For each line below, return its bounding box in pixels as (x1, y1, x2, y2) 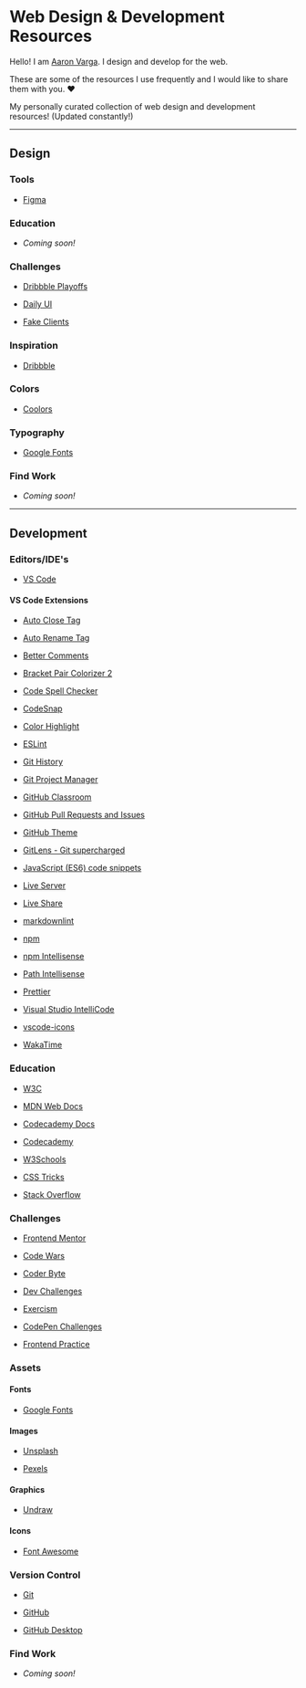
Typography (9, 426, 66, 439)
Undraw (22, 1505, 53, 1515)
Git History (22, 756, 64, 768)
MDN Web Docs (22, 1100, 84, 1111)
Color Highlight (22, 721, 80, 732)
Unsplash (22, 1445, 59, 1457)
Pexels (22, 1463, 48, 1474)
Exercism (22, 1303, 57, 1314)
